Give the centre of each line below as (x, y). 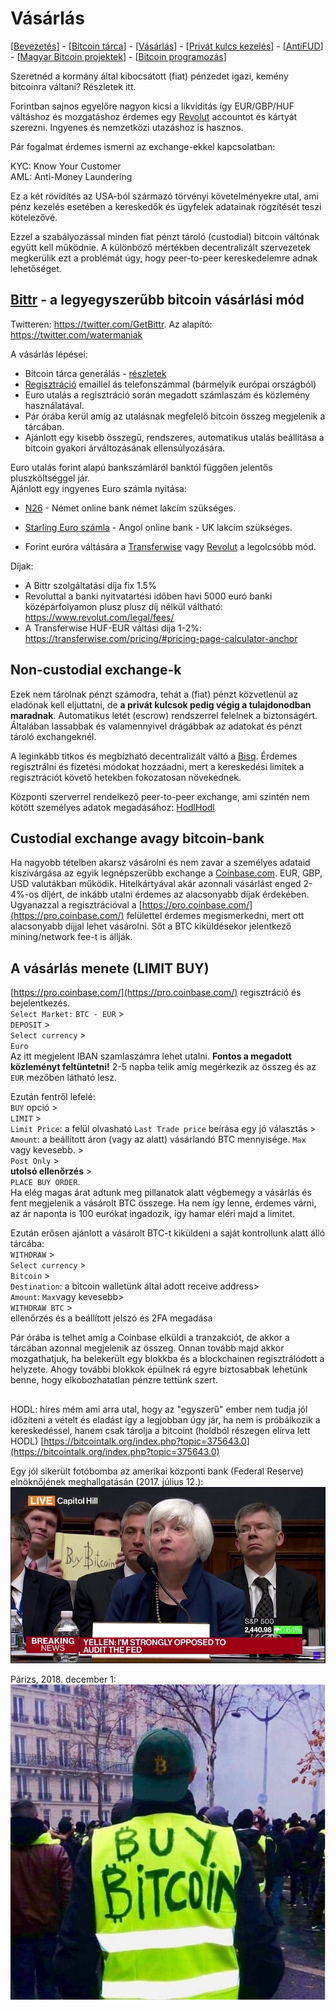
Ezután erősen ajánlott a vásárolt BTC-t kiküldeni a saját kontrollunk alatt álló (168, 1233)
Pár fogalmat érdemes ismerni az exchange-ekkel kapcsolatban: (143, 146)
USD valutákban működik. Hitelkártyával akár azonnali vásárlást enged (156, 884)
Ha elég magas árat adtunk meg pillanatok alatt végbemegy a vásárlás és (161, 1193)
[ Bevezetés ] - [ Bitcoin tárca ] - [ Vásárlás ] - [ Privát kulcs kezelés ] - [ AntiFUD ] (167, 46)
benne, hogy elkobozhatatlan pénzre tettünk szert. (114, 1380)
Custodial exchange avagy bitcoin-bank (137, 838)
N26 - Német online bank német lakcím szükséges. (130, 508)
